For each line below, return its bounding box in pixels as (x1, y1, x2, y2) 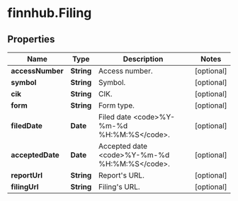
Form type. (98, 100, 135, 110)
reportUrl (11, 171, 43, 180)
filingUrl (11, 182, 39, 192)
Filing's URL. (98, 182, 140, 192)
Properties (7, 33, 55, 45)
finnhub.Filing (7, 5, 92, 21)
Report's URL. (98, 171, 145, 180)
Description (123, 54, 164, 64)
